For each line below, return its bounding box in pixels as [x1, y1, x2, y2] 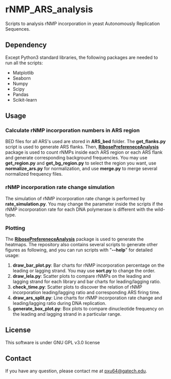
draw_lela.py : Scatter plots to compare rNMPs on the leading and [12, 273, 151, 279]
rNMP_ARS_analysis [5, 4, 93, 15]
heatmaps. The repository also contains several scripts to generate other [5, 242, 158, 248]
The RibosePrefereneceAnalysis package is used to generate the [5, 236, 144, 242]
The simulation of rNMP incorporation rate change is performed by [5, 195, 146, 201]
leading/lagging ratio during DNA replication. [12, 300, 107, 306]
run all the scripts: [5, 60, 43, 66]
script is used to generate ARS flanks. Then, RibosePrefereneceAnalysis [5, 144, 159, 150]
